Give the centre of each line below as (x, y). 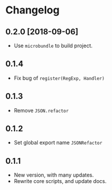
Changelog (32, 10)
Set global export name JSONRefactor (58, 143)
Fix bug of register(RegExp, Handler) (59, 78)
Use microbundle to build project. (53, 45)
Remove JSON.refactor (41, 110)
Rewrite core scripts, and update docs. (60, 181)
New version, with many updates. (54, 175)
